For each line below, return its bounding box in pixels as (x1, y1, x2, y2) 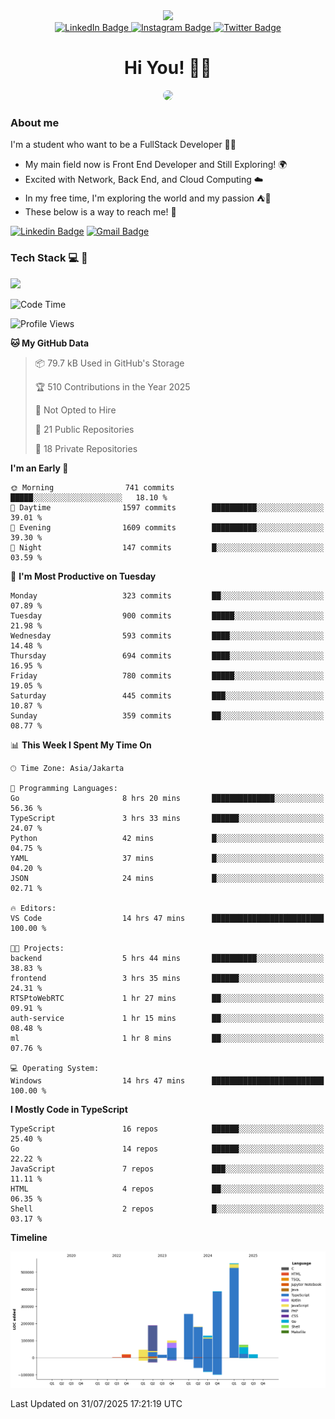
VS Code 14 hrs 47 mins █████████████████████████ (10, 913, 325, 923)
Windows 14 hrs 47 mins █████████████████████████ (10, 1075, 325, 1086)
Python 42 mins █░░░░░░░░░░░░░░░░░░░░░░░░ (10, 833, 325, 843)
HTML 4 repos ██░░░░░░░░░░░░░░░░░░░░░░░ (10, 1184, 325, 1194)
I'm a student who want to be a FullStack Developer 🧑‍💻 (10, 139, 237, 151)
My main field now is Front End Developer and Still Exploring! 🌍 (24, 159, 288, 171)
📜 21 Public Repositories (34, 423, 135, 435)
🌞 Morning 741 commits (10, 482, 175, 493)
